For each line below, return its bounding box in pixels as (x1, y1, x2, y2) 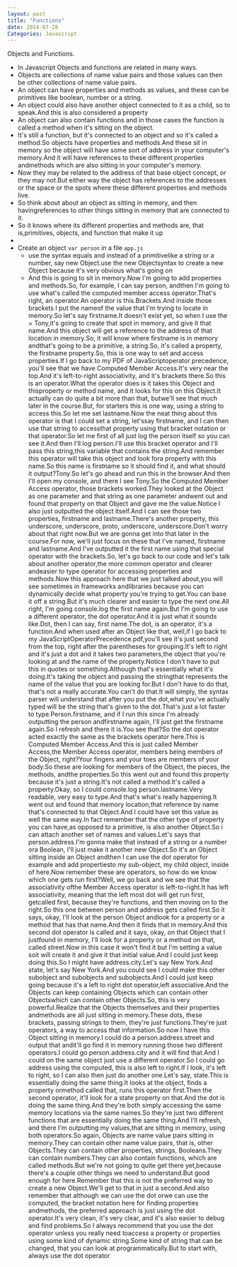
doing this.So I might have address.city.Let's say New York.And (28, 958, 214, 967)
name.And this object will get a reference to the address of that (28, 326, 213, 335)
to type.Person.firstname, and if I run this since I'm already (28, 710, 200, 718)
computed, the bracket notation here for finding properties (28, 1199, 200, 1208)
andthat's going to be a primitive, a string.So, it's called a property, (28, 341, 223, 350)
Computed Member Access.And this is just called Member (28, 740, 198, 749)
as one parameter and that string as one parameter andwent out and (28, 492, 228, 500)
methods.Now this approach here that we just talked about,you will (28, 575, 223, 583)
